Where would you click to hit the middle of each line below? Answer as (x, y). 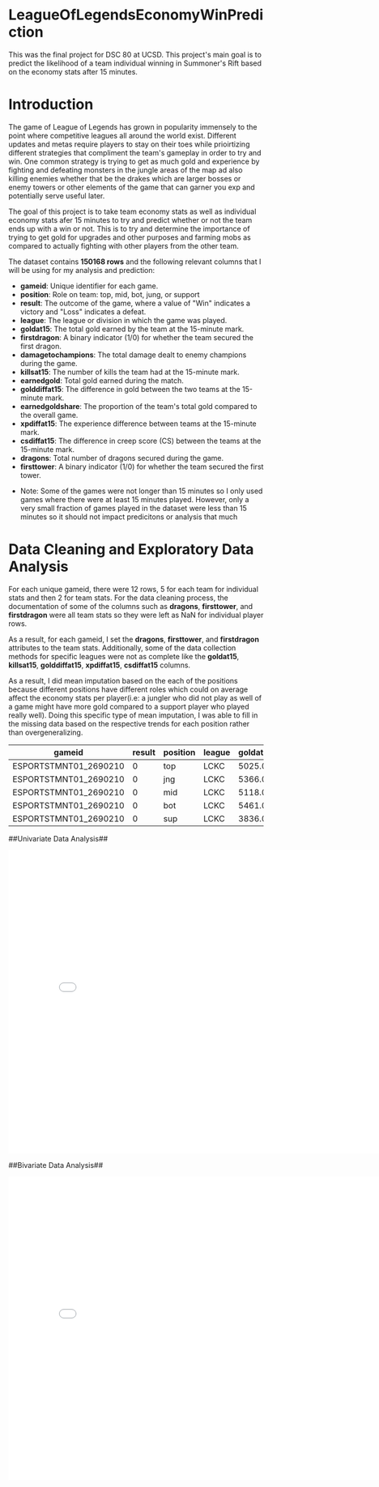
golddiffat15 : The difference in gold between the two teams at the (130, 389)
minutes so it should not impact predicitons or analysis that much (129, 517)
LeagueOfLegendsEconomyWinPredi (136, 15)
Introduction (51, 105)
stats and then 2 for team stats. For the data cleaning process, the (118, 598)
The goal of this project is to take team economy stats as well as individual (132, 211)
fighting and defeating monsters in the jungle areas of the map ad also (126, 170)
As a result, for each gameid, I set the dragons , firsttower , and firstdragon (134, 639)
